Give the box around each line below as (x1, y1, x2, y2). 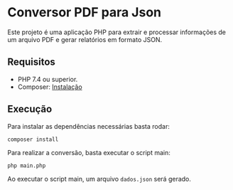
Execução (7, 103, 53, 115)
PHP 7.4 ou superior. (17, 75, 78, 83)
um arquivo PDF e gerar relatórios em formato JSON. (7, 35, 162, 43)
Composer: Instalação (17, 83, 83, 91)
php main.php (7, 162, 46, 169)
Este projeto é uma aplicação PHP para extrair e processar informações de (7, 28, 226, 36)
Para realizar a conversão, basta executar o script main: (7, 148, 170, 157)
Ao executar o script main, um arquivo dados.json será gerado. (7, 174, 192, 183)
